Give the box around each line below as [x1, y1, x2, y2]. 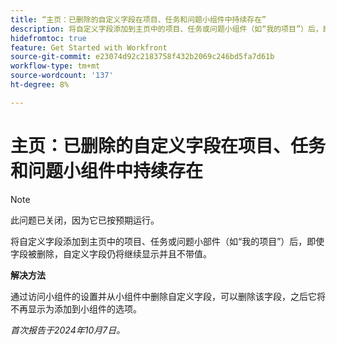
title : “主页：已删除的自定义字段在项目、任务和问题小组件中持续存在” [10, 14, 267, 25]
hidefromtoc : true [10, 33, 87, 43]
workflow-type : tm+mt [10, 61, 101, 71]
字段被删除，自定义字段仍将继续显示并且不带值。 [10, 247, 212, 260]
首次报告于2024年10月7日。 [10, 324, 126, 336]
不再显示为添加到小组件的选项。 [10, 302, 142, 315]
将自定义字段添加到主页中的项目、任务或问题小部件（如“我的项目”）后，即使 [10, 235, 325, 247]
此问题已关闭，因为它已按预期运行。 [10, 214, 160, 226]
